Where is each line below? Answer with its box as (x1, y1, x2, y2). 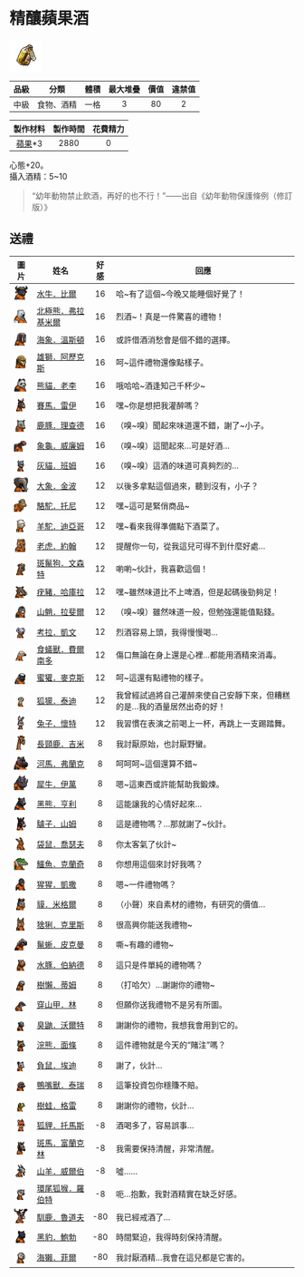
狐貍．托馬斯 (36, 1120, 85, 1131)
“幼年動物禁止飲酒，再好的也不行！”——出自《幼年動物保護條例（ (31, 190, 278, 201)
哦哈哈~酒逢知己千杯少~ (116, 380, 206, 391)
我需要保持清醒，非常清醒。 (116, 1143, 220, 1154)
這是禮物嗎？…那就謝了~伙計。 (116, 818, 232, 830)
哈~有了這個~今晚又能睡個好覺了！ (116, 288, 246, 299)
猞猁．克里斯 (36, 919, 85, 930)
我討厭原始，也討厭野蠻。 (116, 738, 212, 749)
